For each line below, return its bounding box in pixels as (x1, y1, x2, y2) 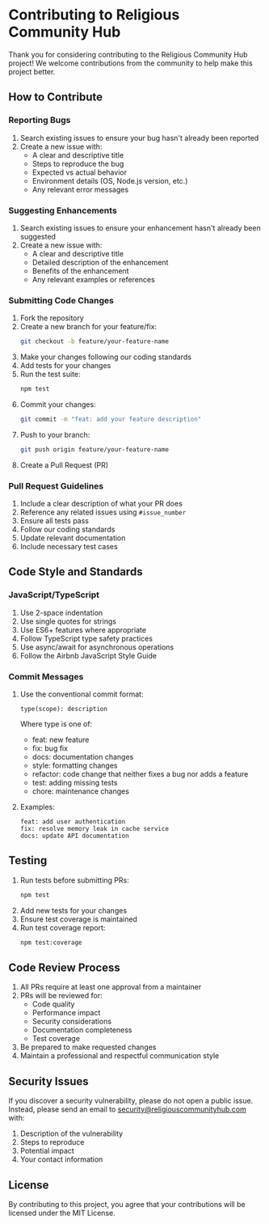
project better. (8, 66, 56, 76)
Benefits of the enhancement (32, 265, 129, 276)
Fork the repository (19, 313, 85, 323)
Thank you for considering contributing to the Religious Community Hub (8, 49, 248, 59)
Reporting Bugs (8, 115, 71, 126)
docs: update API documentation (19, 832, 129, 840)
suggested (19, 231, 57, 241)
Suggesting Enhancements (8, 205, 117, 216)
